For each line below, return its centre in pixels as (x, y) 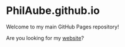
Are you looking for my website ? (45, 38)
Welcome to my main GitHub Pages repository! (62, 27)
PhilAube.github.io (53, 11)
